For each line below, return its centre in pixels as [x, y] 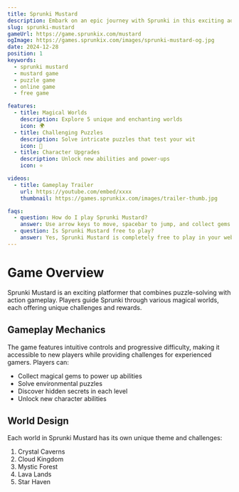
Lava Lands [34, 474]
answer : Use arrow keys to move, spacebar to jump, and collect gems [126, 225]
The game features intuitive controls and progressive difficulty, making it [113, 347]
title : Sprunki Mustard [43, 14]
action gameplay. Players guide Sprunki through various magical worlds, [113, 300]
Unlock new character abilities [62, 398]
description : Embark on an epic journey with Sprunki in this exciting [116, 21]
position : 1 [25, 54]
